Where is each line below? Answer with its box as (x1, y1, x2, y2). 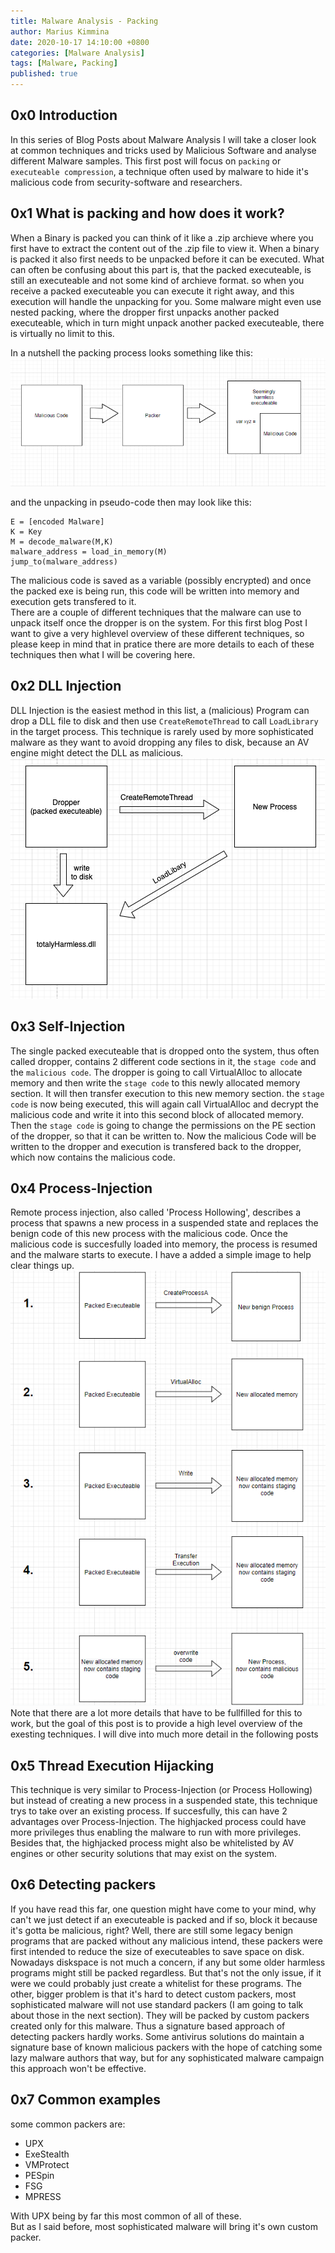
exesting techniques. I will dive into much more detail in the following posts (10, 1728, 319, 1740)
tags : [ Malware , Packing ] (10, 58, 118, 69)
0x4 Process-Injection (10, 1180, 153, 1197)
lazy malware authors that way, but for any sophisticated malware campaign (10, 2051, 325, 2064)
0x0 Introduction (10, 107, 118, 124)
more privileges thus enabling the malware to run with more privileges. (10, 1826, 302, 1839)
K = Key (10, 526, 43, 537)
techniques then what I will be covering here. (10, 648, 196, 660)
